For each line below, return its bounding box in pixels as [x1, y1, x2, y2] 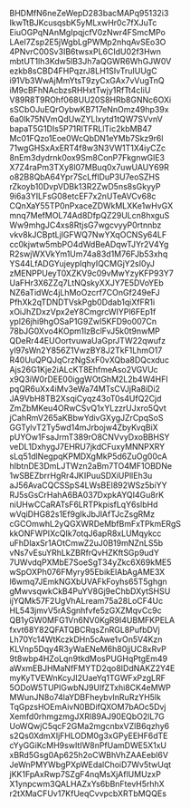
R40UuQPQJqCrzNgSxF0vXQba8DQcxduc [9, 355, 170, 365]
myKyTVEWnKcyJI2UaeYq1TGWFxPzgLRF [9, 673, 166, 683]
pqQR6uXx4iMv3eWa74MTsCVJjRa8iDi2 [9, 384, 161, 394]
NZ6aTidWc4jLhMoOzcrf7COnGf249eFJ [9, 287, 160, 297]
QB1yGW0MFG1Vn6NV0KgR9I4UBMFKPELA [9, 615, 175, 625]
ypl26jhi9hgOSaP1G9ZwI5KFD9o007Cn [9, 316, 157, 326]
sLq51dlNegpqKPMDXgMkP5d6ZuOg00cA [9, 451, 167, 462]
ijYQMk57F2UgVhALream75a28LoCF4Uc [9, 596, 164, 606]
